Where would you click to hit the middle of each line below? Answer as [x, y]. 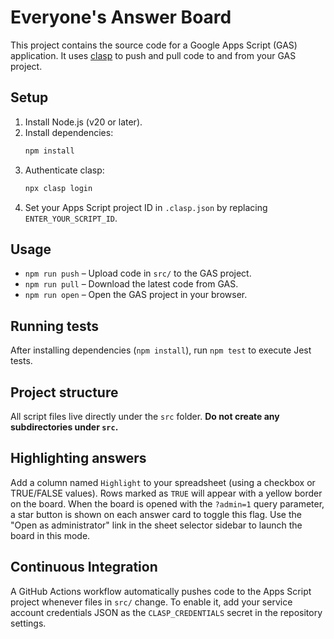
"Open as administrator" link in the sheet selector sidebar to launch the [156, 525]
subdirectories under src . [64, 427]
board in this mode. [50, 535]
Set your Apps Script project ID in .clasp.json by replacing [146, 207]
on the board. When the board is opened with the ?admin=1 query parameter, [167, 503]
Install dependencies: [69, 132]
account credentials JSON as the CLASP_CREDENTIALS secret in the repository [166, 612]
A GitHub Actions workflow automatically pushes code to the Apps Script [161, 591]
